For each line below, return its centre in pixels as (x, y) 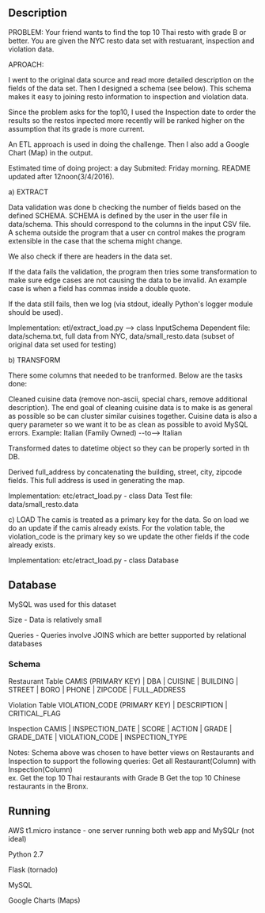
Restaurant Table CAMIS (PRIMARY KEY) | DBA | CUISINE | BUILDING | (123, 681)
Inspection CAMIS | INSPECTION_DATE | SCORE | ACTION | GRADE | (120, 728)
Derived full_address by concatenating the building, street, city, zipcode (125, 472)
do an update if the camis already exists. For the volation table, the (117, 527)
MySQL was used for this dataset (62, 604)
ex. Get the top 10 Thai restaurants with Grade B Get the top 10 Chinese (125, 777)
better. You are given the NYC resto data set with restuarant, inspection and (131, 40)
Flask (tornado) (33, 869)
